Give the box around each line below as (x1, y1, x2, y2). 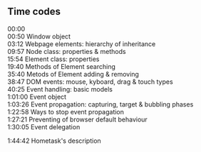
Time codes (7, 6, 61, 18)
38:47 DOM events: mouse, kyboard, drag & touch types (7, 77, 173, 86)
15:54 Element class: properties (7, 55, 100, 63)
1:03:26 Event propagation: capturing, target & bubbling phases (7, 99, 194, 109)
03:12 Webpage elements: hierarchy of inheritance (7, 39, 156, 48)
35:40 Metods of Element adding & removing (7, 70, 139, 78)
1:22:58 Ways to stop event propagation (7, 107, 125, 116)
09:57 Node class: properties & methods (7, 47, 126, 55)
